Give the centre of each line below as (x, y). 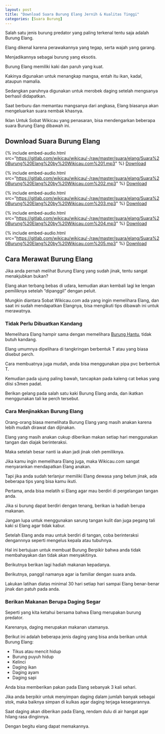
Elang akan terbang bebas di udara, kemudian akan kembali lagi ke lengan (80, 286)
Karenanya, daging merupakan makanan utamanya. (57, 627)
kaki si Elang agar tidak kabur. (35, 525)
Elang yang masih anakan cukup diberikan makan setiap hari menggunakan (82, 437)
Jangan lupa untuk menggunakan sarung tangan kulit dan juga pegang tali (80, 520)
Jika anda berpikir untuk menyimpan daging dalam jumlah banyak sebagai (80, 697)
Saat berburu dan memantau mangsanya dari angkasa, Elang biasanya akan (82, 106)
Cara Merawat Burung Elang (49, 259)
